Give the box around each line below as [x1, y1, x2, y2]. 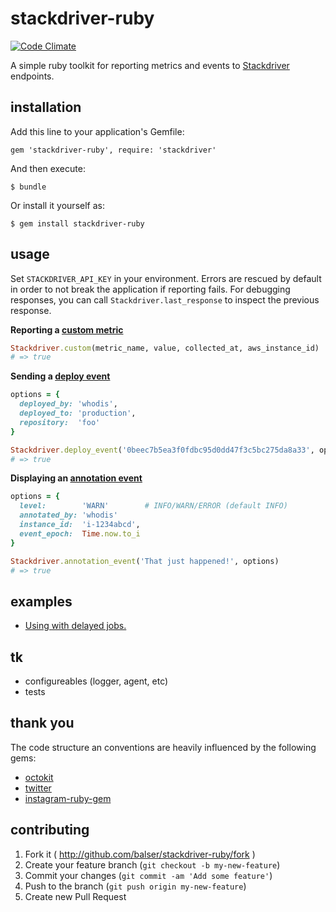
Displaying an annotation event [10, 472, 143, 484]
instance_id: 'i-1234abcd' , [19, 520, 141, 530]
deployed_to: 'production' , [19, 408, 137, 419]
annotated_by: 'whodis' [19, 510, 118, 521]
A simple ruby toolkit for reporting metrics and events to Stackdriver [10, 59, 290, 71]
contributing [10, 822, 90, 839]
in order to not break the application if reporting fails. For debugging [10, 283, 291, 295]
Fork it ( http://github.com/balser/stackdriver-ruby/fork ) [24, 848, 256, 860]
